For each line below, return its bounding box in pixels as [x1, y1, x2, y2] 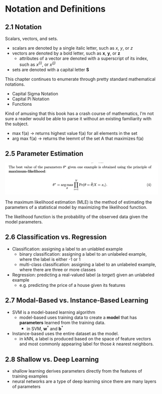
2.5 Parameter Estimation [5, 150, 83, 158]
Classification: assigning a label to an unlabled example [12, 246, 123, 252]
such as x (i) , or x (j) [19, 61, 56, 67]
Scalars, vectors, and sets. [5, 36, 58, 41]
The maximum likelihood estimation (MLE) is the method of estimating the [5, 199, 152, 205]
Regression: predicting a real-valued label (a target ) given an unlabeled [12, 272, 154, 278]
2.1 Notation [5, 23, 42, 31]
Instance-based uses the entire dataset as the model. [12, 331, 119, 337]
